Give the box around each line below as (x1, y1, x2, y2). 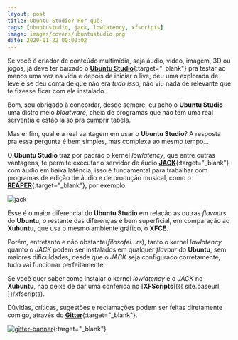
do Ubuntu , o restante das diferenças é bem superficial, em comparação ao (7, 217, 230, 225)
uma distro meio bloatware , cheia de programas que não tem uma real (7, 108, 214, 117)
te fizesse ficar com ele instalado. (7, 87, 107, 96)
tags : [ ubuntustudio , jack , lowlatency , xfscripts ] (7, 24, 163, 31)
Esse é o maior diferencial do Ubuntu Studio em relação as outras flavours (7, 209, 227, 217)
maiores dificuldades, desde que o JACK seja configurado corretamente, (7, 253, 221, 262)
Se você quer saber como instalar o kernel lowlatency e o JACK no (7, 274, 203, 283)
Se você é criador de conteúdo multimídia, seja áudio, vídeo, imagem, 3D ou (7, 56, 231, 65)
